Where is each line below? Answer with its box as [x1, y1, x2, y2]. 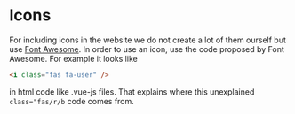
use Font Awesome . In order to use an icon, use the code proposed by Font [9, 43, 284, 54]
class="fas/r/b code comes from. [9, 95, 135, 106]
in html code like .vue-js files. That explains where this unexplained [9, 86, 255, 97]
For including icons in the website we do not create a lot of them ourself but [9, 34, 287, 45]
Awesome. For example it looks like [9, 53, 138, 64]
